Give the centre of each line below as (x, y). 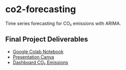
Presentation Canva (33, 57)
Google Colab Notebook (38, 51)
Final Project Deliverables (47, 39)
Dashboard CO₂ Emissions (40, 62)
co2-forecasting (41, 9)
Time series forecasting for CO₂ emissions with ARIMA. (63, 23)
